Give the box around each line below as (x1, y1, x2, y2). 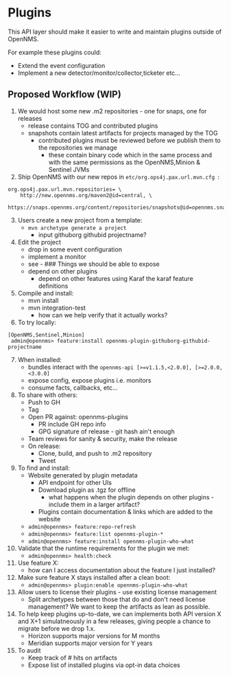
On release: (27, 442, 61, 450)
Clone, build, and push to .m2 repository (38, 449, 152, 458)
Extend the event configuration (17, 61, 106, 69)
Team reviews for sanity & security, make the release (27, 434, 178, 442)
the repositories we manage (38, 143, 117, 152)
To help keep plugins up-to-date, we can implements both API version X (17, 609, 221, 618)
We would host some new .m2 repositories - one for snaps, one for (17, 106, 208, 115)
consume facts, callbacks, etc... (27, 383, 119, 392)
